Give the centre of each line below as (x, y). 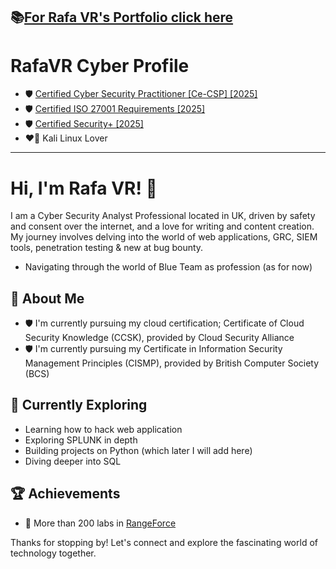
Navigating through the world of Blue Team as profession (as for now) (168, 267)
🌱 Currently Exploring (79, 405)
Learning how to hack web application (103, 429)
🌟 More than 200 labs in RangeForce (100, 523)
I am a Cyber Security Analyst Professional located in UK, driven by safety (163, 216)
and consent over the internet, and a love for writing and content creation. (162, 226)
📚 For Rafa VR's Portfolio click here (122, 17)
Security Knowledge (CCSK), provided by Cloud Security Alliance (159, 338)
